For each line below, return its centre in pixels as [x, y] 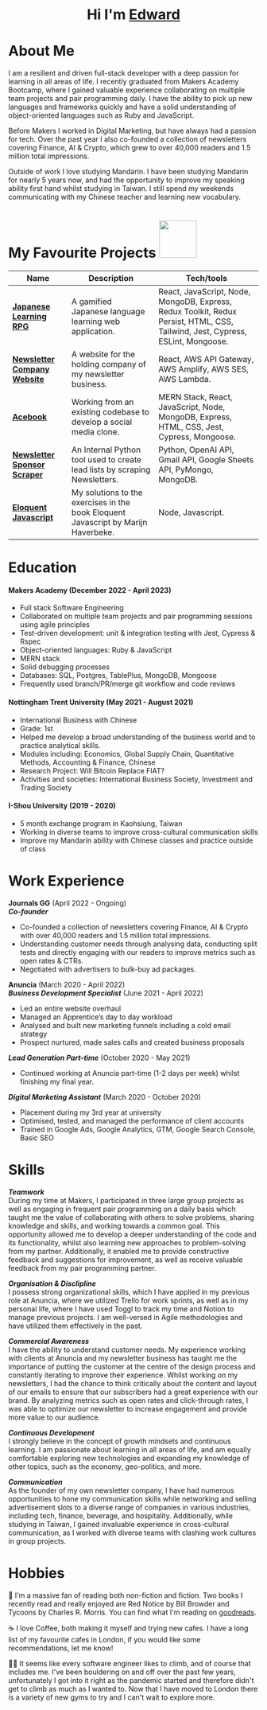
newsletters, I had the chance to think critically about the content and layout [132, 1383]
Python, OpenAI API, [196, 450]
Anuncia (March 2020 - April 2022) [67, 984]
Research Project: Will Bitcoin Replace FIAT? [92, 770]
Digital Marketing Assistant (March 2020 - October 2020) [104, 1097]
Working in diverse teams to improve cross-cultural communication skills [139, 832]
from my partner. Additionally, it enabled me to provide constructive [119, 1251]
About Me [41, 51]
